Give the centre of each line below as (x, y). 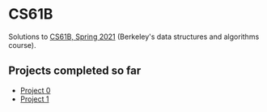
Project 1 (34, 99)
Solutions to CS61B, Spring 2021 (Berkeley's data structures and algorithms (134, 37)
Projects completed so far (75, 71)
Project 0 (35, 90)
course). (22, 45)
